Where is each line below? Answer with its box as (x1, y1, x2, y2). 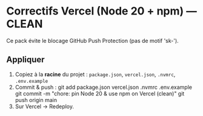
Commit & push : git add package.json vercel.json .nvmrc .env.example (15, 83, 193, 91)
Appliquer (6, 54, 45, 65)
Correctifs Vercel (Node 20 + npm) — (6, 4, 197, 18)
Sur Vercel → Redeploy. (15, 103, 75, 110)
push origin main (15, 96, 58, 103)
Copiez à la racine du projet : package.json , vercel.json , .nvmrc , (15, 71, 176, 78)
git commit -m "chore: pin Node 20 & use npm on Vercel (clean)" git (15, 89, 185, 97)
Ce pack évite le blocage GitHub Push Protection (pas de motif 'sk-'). (6, 37, 179, 44)
